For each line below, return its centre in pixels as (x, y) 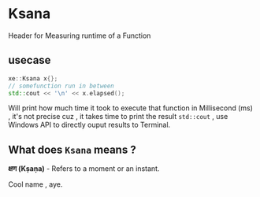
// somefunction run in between (61, 86)
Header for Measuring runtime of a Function (80, 35)
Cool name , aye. (35, 184)
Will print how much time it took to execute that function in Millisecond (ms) (131, 108)
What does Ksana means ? (72, 149)
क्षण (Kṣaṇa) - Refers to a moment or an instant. (84, 169)
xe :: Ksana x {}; (33, 78)
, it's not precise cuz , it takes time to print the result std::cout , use (118, 117)
